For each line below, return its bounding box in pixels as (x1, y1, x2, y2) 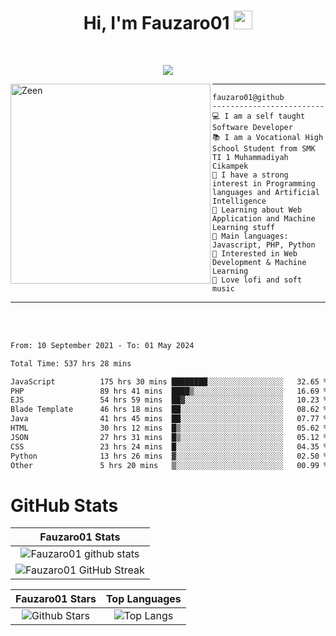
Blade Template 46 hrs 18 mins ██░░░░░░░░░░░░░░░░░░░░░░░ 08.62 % (10, 405, 329, 415)
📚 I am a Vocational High (212, 132, 324, 142)
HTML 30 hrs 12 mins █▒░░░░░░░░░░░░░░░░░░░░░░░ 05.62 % (10, 423, 329, 434)
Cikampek (212, 161, 249, 171)
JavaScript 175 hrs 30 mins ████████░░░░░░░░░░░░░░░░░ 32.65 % (10, 376, 329, 387)
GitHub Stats (10, 494, 119, 517)
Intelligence (212, 196, 267, 206)
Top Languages (105, 592, 182, 606)
